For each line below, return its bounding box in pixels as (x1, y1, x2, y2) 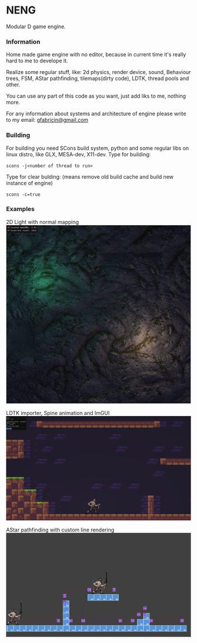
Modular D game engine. (6, 23, 66, 30)
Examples (6, 205, 35, 213)
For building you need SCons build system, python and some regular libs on (6, 145, 189, 152)
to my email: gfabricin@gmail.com (6, 116, 89, 123)
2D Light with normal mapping (6, 218, 79, 225)
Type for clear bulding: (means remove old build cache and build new (6, 173, 174, 180)
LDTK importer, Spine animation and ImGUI (6, 410, 110, 417)
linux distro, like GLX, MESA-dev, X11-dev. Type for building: (6, 150, 151, 158)
